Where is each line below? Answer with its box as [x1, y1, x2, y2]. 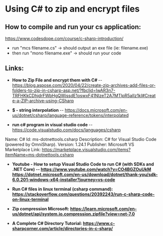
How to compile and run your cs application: [5, 23, 142, 31]
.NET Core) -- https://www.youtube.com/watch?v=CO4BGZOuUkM [12, 166, 151, 172]
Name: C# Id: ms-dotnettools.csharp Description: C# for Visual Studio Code [5, 136, 157, 142]
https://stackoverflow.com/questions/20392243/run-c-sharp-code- [12, 191, 155, 197]
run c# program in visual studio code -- [12, 121, 93, 127]
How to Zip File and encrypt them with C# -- [12, 77, 103, 83]
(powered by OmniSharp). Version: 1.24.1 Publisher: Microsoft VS [5, 141, 134, 147]
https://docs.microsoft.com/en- [65, 107, 128, 113]
